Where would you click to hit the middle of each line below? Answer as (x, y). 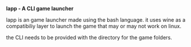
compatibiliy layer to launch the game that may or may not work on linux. (94, 26)
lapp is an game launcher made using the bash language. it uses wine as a (96, 20)
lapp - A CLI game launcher (40, 9)
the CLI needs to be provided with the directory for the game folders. (89, 37)
